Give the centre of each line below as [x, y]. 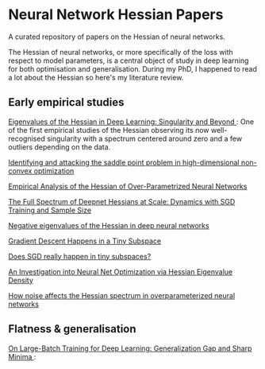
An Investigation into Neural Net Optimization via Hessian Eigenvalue [120, 271]
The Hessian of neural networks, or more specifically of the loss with [121, 52]
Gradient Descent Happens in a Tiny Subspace [84, 241]
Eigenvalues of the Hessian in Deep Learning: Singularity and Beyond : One [131, 122]
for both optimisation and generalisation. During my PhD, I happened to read [133, 68]
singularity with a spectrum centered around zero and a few [144, 138]
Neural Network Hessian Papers [116, 15]
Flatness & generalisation [72, 329]
